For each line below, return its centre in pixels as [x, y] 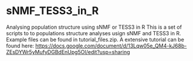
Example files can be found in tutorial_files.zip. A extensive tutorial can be [95, 39]
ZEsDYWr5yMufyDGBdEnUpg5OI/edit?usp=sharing [68, 52]
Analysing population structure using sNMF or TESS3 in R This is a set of [94, 27]
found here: [20, 46]
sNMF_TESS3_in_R [53, 11]
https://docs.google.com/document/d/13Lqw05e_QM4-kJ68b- [111, 46]
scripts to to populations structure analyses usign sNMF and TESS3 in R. [94, 33]
